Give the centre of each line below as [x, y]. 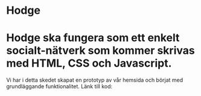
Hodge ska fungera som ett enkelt [93, 38]
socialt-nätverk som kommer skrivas [101, 51]
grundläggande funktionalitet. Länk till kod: [59, 86]
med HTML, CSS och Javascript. [89, 63]
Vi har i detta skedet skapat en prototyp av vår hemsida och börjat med [95, 80]
